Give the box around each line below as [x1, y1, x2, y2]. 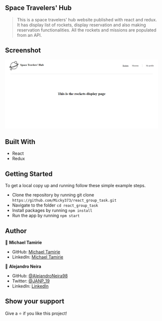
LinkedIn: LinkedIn [12, 283, 49, 289]
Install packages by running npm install [12, 208, 93, 213]
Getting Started [5, 170, 53, 178]
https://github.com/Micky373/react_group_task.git [12, 198, 117, 203]
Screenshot [5, 46, 41, 55]
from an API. [16, 32, 42, 38]
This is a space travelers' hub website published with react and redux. [16, 16, 157, 22]
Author [5, 226, 27, 235]
